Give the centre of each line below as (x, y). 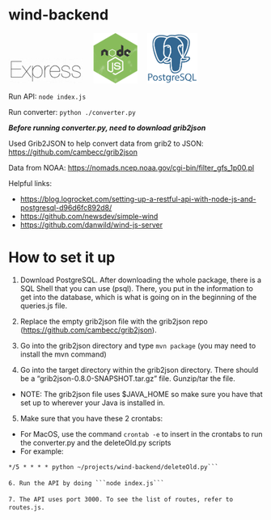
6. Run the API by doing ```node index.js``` (86, 483)
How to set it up (62, 258)
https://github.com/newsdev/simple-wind (89, 216)
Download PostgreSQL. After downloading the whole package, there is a (140, 280)
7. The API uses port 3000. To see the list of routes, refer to (121, 499)
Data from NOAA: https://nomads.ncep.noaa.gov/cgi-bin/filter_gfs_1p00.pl (131, 167)
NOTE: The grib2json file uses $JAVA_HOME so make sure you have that (141, 394)
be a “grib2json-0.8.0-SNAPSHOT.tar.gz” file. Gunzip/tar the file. (128, 378)
